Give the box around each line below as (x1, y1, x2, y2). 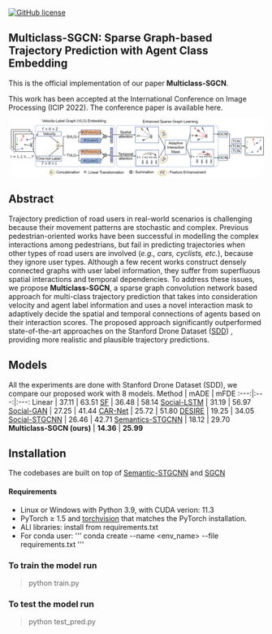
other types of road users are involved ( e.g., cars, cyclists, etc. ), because (8, 248, 253, 258)
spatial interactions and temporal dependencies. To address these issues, (8, 274, 255, 284)
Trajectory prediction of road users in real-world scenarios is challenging (8, 214, 253, 224)
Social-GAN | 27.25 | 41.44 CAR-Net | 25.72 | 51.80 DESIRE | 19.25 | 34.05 (8, 406, 254, 415)
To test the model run (8, 598, 95, 610)
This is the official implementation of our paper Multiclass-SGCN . (8, 78, 229, 88)
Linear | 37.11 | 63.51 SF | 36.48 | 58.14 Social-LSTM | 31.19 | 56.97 (32, 397, 252, 406)
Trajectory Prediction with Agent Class (8, 44, 209, 58)
